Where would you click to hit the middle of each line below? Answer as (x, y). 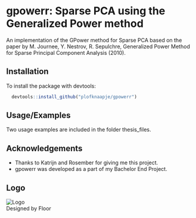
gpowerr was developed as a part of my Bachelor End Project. (91, 169)
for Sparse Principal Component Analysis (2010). (66, 52)
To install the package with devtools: (51, 86)
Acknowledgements (44, 148)
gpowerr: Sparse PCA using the (86, 11)
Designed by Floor (29, 208)
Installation (27, 72)
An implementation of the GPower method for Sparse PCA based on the (94, 40)
